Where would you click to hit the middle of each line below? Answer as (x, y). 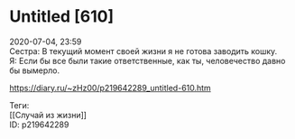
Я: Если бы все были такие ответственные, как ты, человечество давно (147, 60)
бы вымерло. (35, 70)
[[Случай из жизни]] (48, 115)
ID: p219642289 (39, 125)
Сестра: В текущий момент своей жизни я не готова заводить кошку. (143, 51)
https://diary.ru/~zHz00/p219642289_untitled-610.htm (111, 88)
